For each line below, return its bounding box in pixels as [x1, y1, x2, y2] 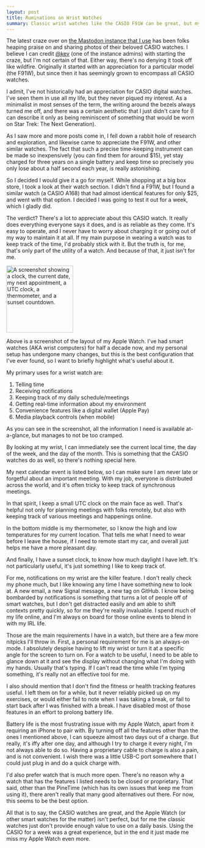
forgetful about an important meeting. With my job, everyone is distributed [6, 475, 193, 482]
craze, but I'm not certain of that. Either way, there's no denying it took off [6, 56, 192, 64]
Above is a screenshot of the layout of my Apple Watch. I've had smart [6, 338, 184, 345]
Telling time [15, 381, 45, 389]
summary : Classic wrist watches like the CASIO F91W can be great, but [6, 20, 192, 26]
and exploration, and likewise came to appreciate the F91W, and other [6, 139, 181, 146]
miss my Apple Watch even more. [6, 835, 90, 842]
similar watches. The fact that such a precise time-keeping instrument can [6, 145, 193, 153]
